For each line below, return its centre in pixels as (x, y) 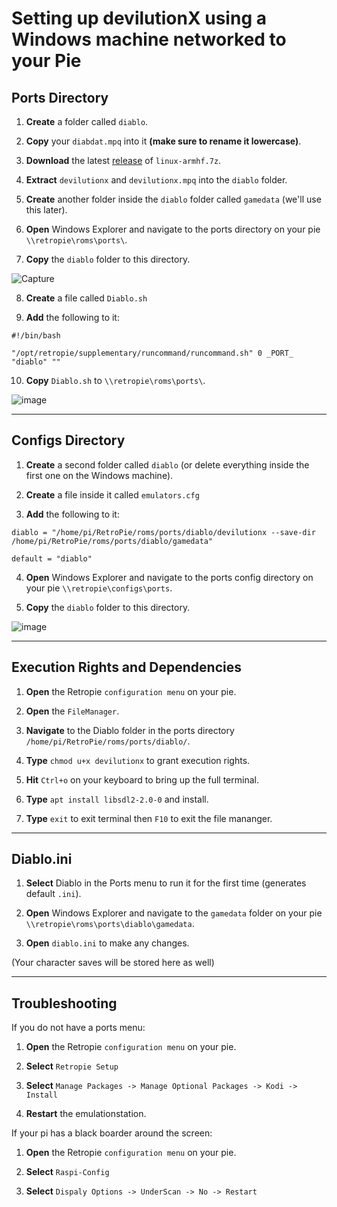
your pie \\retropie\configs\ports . (99, 588)
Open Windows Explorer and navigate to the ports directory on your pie (173, 229)
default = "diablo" (52, 558)
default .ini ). (53, 894)
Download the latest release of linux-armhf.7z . (123, 160)
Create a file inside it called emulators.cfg (112, 494)
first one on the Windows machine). (99, 475)
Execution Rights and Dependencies (126, 667)
